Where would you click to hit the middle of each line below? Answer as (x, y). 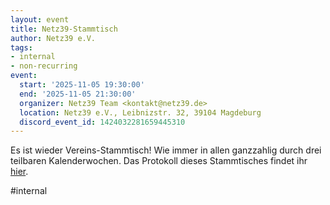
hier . (19, 172)
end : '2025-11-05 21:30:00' (78, 94)
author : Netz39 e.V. (53, 38)
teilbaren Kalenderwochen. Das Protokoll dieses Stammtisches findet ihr (159, 161)
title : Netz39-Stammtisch (64, 29)
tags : (21, 47)
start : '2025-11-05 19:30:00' (82, 85)
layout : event (40, 19)
